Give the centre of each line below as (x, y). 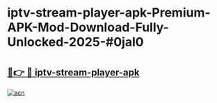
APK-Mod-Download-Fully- (88, 27)
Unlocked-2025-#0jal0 (75, 42)
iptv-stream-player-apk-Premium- (109, 13)
